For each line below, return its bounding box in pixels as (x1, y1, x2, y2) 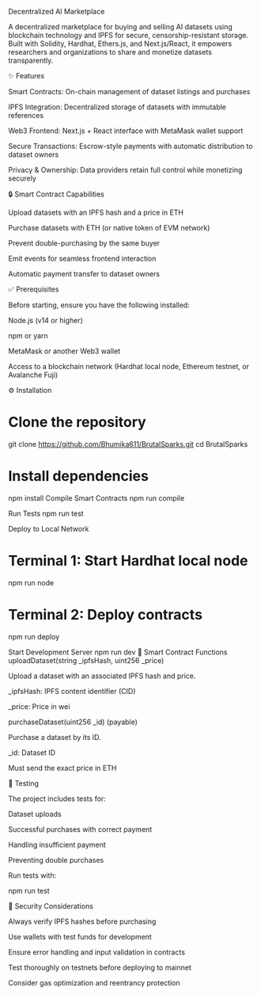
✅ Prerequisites (8, 284, 59, 294)
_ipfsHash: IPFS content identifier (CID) (8, 686, 136, 696)
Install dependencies (8, 467, 149, 486)
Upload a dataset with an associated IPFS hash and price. (8, 671, 196, 680)
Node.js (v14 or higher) (8, 316, 83, 325)
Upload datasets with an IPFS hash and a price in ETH (8, 208, 184, 217)
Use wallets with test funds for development (8, 932, 152, 941)
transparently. (8, 55, 54, 65)
